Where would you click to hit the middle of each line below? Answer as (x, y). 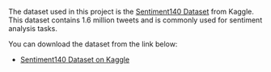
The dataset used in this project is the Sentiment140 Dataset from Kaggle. (131, 12)
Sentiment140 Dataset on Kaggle (75, 60)
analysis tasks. (33, 28)
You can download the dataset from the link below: (93, 44)
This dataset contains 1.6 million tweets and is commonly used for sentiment (135, 20)
